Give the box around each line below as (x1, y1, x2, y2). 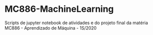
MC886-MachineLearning (4, 3, 114, 15)
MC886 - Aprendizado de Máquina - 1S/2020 (4, 25, 97, 31)
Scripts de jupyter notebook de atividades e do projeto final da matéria (4, 20, 149, 26)
